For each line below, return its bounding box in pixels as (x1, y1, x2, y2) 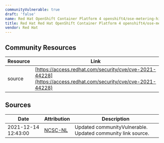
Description (102, 115, 130, 122)
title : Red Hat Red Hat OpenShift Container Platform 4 (5, 20, 121, 26)
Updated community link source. (75, 130, 149, 137)
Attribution (44, 115, 70, 122)
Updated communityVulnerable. (75, 123, 148, 130)
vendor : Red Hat (5, 25, 38, 30)
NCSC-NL (44, 126, 68, 133)
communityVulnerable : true (5, 7, 60, 12)
